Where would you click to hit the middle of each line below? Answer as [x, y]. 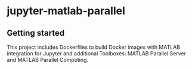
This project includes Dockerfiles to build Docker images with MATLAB [94, 47]
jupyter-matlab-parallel [66, 11]
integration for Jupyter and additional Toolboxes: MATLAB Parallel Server [97, 54]
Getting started [36, 33]
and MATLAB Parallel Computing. [48, 60]
